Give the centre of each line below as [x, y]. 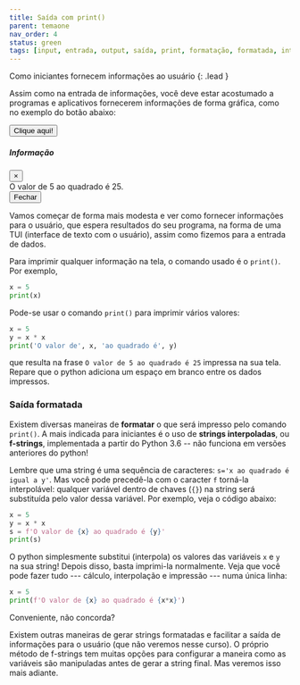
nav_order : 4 [33, 34]
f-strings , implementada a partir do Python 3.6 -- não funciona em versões [148, 443]
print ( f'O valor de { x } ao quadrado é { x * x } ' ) [97, 601]
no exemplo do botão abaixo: [62, 113]
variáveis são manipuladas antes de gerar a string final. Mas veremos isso [145, 664]
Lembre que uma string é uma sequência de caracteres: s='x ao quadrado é [150, 470]
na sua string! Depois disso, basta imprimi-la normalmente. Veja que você [145, 566]
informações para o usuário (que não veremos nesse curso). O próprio [139, 645]
